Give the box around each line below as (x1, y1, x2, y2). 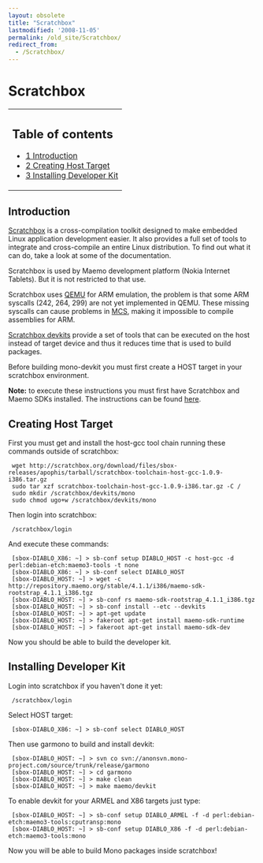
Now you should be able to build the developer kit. (8, 637, 172, 647)
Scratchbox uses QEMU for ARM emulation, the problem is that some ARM (8, 290, 250, 300)
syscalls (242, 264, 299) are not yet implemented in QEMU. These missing (8, 298, 250, 308)
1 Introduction (25, 151, 78, 162)
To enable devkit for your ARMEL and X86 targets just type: (8, 796, 201, 805)
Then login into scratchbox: (8, 510, 97, 520)
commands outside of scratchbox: (8, 446, 120, 456)
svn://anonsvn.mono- (120, 754, 189, 762)
